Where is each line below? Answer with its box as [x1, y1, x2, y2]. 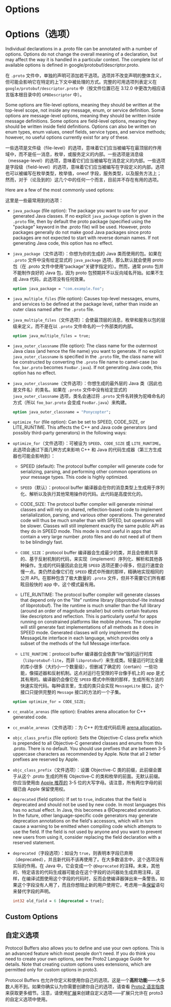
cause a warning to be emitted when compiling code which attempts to [12, 823, 162, 829]
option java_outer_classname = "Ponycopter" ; [12, 409, 111, 415]
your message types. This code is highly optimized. [20, 474, 129, 480]
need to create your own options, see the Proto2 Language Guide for [5, 956, 150, 962]
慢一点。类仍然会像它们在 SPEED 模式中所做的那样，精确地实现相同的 [20, 569, 164, 575]
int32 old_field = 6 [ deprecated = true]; [12, 898, 104, 903]
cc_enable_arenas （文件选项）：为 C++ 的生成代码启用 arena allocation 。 [12, 724, 165, 730]
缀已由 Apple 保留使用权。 [12, 786, 68, 792]
